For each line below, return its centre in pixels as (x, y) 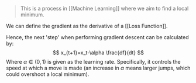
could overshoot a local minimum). (48, 74)
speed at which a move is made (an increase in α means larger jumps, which (98, 68)
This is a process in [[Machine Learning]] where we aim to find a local (104, 8)
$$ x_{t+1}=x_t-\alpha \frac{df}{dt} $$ (98, 53)
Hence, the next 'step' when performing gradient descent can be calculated (97, 37)
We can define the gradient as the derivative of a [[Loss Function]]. (87, 26)
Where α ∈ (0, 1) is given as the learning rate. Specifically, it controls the (93, 62)
